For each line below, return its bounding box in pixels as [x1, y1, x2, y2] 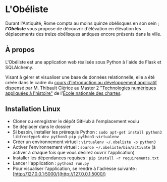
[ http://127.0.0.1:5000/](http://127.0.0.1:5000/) [12, 170, 106, 177]
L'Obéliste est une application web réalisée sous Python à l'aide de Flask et [5, 59, 161, 65]
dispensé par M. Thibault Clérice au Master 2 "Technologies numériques [5, 85, 156, 91]
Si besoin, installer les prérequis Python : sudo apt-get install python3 [12, 129, 162, 135]
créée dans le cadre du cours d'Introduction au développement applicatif [5, 79, 157, 85]
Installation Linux [5, 105, 61, 113]
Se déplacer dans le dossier [12, 124, 71, 130]
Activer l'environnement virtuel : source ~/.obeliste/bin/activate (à [12, 144, 156, 150]
